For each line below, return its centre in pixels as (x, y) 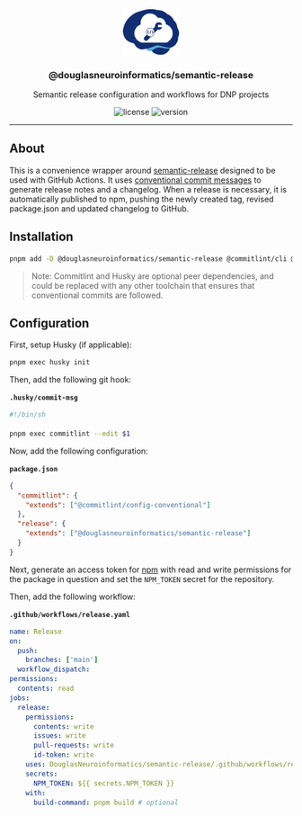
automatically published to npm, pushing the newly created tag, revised (142, 199)
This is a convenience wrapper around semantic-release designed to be (142, 170)
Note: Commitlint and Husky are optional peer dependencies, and (152, 276)
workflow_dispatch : (54, 669)
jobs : (19, 698)
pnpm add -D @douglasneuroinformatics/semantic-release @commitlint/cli (148, 259)
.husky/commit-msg (44, 398)
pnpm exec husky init (50, 363)
